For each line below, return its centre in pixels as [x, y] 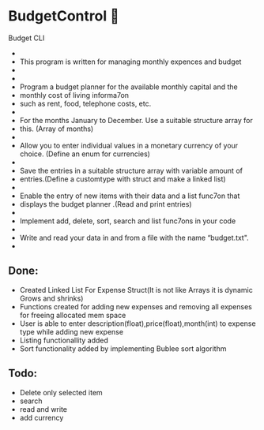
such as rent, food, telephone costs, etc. [85, 103]
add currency [41, 417]
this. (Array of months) [57, 129]
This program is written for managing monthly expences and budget [130, 62]
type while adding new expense [72, 331]
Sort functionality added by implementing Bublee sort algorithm [123, 348]
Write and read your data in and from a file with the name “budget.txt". [134, 237]
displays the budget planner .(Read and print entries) [106, 204]
